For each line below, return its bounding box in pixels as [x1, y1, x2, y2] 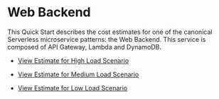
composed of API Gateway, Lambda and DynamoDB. [7, 42, 162, 51]
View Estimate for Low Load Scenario [17, 83, 128, 92]
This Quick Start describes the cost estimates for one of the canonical [7, 28, 213, 36]
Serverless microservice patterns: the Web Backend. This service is [7, 35, 206, 43]
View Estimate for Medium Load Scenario [17, 70, 139, 78]
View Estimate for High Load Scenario [17, 56, 129, 64]
